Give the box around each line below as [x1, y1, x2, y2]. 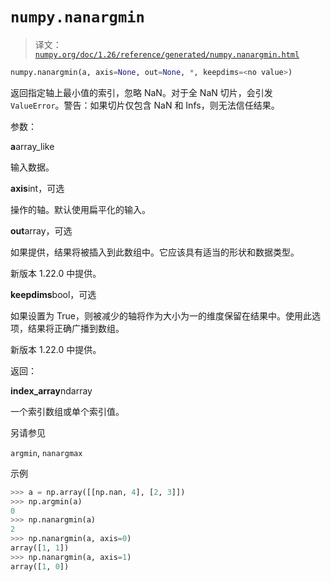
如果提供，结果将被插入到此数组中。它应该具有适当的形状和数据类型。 [10, 246, 300, 258]
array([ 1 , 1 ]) [10, 543, 70, 553]
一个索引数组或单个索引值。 [10, 405, 125, 417]
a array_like [10, 140, 55, 152]
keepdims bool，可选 [10, 288, 97, 300]
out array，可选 [10, 224, 73, 237]
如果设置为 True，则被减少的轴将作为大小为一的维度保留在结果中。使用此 [10, 309, 312, 322]
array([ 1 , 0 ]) [10, 561, 70, 572]
